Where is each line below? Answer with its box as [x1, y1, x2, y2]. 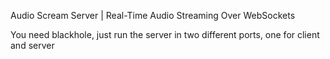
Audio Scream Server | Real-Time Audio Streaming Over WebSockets [10, 10, 296, 21]
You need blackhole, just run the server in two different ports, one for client [10, 29, 320, 40]
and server [10, 40, 55, 51]
